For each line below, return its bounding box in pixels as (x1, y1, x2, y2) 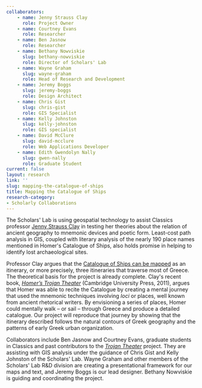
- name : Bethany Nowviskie (17, 48, 85, 54)
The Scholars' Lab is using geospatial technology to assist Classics (6, 216, 173, 224)
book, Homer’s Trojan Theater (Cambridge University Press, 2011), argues (6, 279, 190, 287)
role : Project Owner (22, 20, 74, 26)
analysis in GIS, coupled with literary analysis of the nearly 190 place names (6, 236, 195, 243)
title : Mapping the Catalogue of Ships (6, 189, 107, 195)
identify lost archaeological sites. (6, 248, 89, 256)
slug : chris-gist (22, 104, 66, 111)
